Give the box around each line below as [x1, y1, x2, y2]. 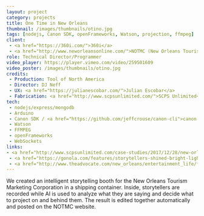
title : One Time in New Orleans [6, 20, 88, 26]
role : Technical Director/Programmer [6, 54, 102, 60]
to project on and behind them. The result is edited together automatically [6, 197, 191, 204]
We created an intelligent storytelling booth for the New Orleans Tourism [6, 177, 188, 185]
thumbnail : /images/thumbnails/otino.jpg [6, 25, 113, 32]
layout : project [6, 8, 47, 15]
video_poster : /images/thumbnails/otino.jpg [6, 65, 121, 71]
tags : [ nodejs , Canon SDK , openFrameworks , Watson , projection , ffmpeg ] [6, 31, 194, 38]
